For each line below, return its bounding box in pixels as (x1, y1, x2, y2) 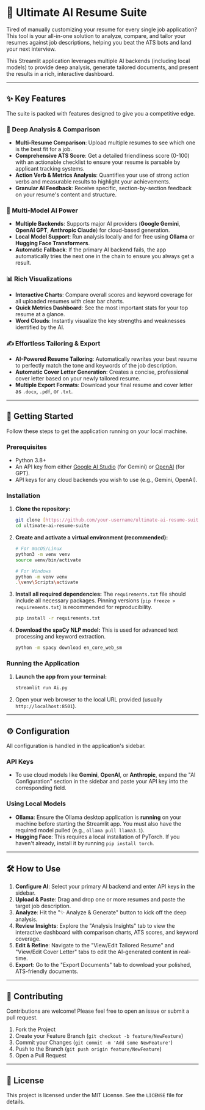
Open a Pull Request (15, 1052, 67, 1059)
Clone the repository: (15, 505, 71, 512)
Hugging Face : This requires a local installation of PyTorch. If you (15, 833, 180, 840)
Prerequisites (6, 443, 47, 451)
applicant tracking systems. (15, 165, 85, 172)
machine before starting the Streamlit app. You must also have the (15, 820, 182, 827)
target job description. (15, 902, 71, 910)
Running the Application (6, 659, 80, 668)
